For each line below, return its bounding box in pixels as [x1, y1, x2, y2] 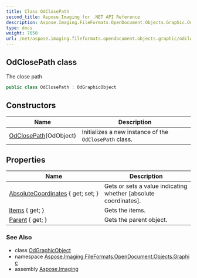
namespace [14, 253, 43, 260]
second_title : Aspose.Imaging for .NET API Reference [6, 14, 141, 20]
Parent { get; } [9, 216, 47, 224]
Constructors [6, 101, 56, 111]
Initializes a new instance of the [81, 128, 169, 136]
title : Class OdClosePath [6, 8, 69, 15]
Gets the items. [104, 206, 146, 214]
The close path [6, 73, 43, 80]
